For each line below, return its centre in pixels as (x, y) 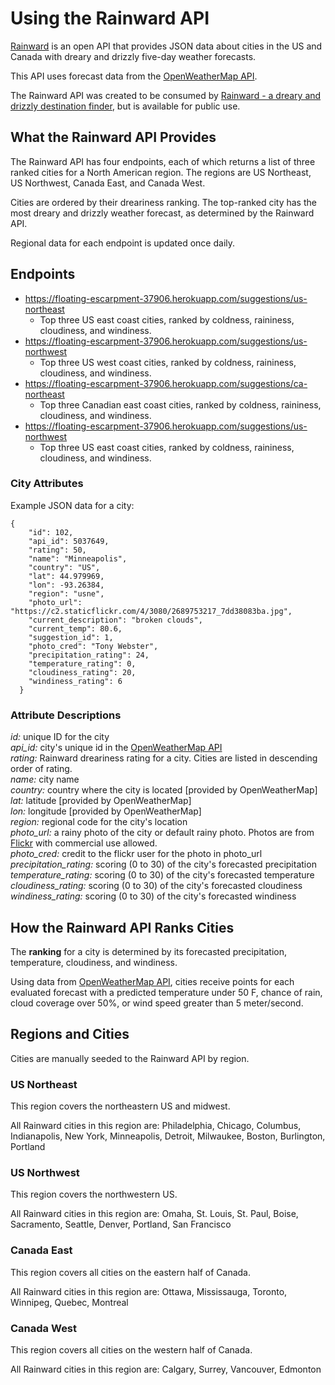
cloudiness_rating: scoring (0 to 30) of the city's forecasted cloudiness (156, 886)
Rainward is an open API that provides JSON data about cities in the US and (166, 46)
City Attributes (47, 484)
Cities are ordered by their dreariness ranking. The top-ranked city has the (163, 202)
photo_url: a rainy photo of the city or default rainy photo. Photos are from (162, 833)
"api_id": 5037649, (69, 541)
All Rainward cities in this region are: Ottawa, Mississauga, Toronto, (149, 1291)
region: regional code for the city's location (99, 822)
